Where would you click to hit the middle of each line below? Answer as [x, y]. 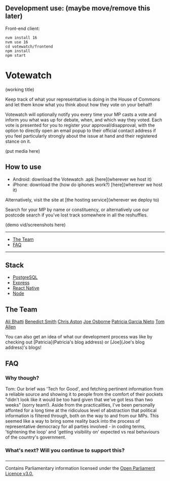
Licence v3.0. [19, 473]
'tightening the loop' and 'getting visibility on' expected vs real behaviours [82, 431]
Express [21, 283]
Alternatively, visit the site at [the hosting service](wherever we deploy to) [82, 200]
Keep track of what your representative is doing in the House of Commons [83, 99]
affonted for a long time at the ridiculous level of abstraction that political [81, 410]
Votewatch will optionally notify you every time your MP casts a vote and [81, 114]
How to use [23, 167]
